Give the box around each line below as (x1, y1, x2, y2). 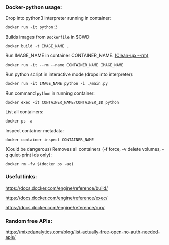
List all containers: (5, 109, 44, 115)
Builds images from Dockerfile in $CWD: (5, 34, 91, 40)
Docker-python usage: (5, 4, 62, 11)
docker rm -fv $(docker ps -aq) (5, 162, 74, 167)
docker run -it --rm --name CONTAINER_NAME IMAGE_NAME (5, 63, 124, 68)
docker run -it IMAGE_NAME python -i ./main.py (5, 81, 108, 86)
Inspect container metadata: (5, 128, 64, 134)
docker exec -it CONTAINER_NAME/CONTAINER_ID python (5, 100, 119, 105)
